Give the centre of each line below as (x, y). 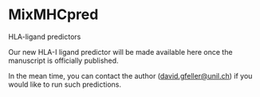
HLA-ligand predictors (45, 37)
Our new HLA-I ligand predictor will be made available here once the (120, 52)
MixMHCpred (53, 15)
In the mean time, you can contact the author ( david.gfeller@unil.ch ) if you (130, 76)
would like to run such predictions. (65, 84)
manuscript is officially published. (63, 60)
